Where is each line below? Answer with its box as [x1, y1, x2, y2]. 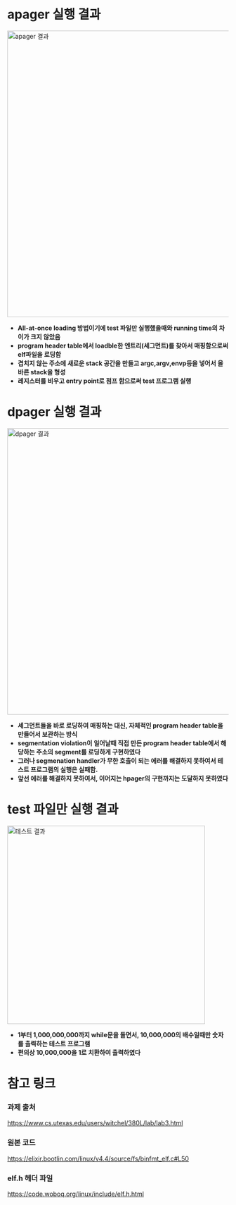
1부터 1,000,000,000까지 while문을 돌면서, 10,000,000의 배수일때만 [17, 1030, 211, 1039]
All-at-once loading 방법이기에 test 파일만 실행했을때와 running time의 [17, 324, 218, 332]
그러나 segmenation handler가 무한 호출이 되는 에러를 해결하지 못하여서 [17, 756, 216, 765]
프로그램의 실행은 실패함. [30, 765, 98, 773]
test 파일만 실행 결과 [7, 802, 119, 818]
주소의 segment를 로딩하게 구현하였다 [36, 747, 141, 756]
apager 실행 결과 [7, 6, 101, 23]
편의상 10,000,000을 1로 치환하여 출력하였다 [17, 1048, 141, 1056]
